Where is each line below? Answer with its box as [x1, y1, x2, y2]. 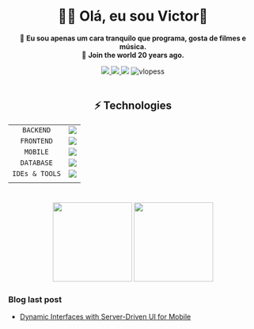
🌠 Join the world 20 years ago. [82, 50, 184, 59]
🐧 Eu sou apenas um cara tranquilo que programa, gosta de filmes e [19, 33, 247, 43]
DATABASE [20, 158, 53, 167]
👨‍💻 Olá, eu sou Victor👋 [58, 7, 208, 25]
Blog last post [8, 293, 62, 304]
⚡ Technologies [93, 99, 172, 113]
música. [119, 41, 147, 51]
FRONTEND [20, 136, 53, 145]
